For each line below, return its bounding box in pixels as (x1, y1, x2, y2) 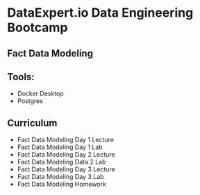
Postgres (17, 97, 44, 105)
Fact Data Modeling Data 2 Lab (17, 158, 106, 166)
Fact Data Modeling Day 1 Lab (17, 143, 103, 151)
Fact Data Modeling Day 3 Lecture (17, 165, 116, 173)
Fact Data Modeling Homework (17, 180, 106, 189)
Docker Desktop (17, 89, 64, 98)
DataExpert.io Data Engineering (7, 5, 194, 21)
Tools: (7, 71, 35, 83)
